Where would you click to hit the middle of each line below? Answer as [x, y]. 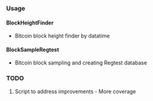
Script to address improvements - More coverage [75, 91]
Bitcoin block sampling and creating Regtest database [81, 63]
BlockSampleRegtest [33, 50]
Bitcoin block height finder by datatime [62, 36]
